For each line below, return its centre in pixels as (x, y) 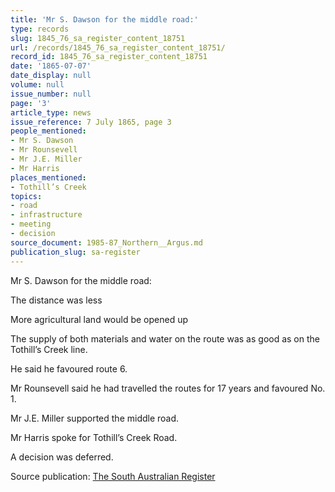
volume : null (37, 85)
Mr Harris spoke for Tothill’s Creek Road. (94, 437)
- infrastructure (46, 215)
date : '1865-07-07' (51, 66)
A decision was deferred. (62, 457)
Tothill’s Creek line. (49, 349)
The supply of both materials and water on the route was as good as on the (165, 338)
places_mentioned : (48, 177)
